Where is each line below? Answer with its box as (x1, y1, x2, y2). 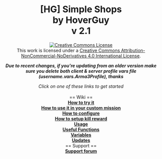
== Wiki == (69, 94, 93, 100)
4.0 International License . (88, 52, 141, 59)
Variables (70, 132, 92, 138)
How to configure (62, 110, 100, 116)
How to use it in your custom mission (41, 105, 121, 111)
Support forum (65, 148, 97, 154)
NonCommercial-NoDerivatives (21, 52, 87, 59)
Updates (71, 137, 91, 143)
